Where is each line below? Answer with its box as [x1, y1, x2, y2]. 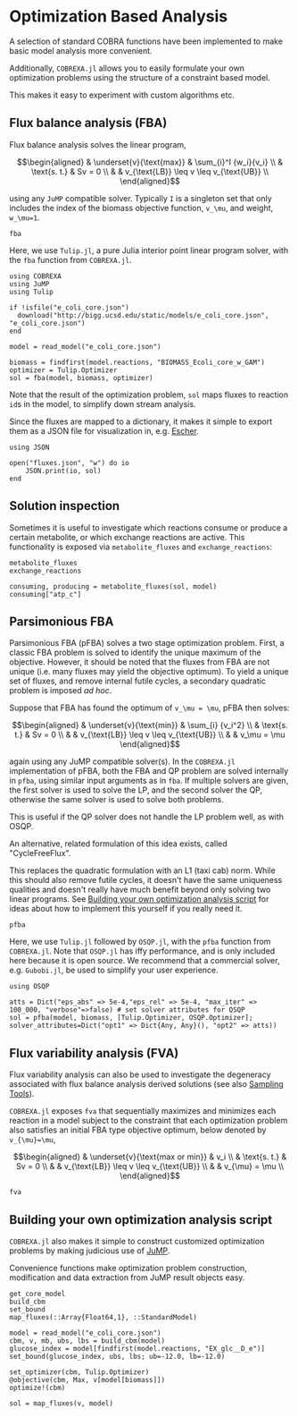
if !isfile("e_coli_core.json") [9, 302, 129, 312]
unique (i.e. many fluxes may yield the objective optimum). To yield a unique [9, 666, 289, 677]
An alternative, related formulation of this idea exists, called [9, 838, 228, 849]
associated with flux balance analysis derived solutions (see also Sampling [9, 1079, 284, 1090]
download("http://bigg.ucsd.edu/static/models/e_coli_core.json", [17, 310, 269, 319]
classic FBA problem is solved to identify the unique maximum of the [9, 647, 261, 658]
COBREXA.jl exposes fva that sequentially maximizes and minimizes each [9, 1106, 277, 1116]
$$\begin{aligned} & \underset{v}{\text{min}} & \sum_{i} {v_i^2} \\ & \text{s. [12, 720, 288, 731]
